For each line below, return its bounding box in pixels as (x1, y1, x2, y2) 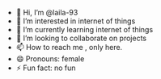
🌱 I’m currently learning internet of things (15, 25, 154, 34)
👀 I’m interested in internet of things (15, 16, 136, 26)
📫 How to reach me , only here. (15, 43, 123, 52)
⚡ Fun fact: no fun (15, 63, 76, 73)
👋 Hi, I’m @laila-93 (15, 8, 78, 17)
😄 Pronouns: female (15, 54, 85, 64)
